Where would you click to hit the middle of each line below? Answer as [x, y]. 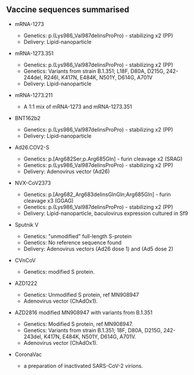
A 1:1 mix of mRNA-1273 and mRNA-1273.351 [77, 107]
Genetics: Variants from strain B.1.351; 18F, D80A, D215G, [93, 330]
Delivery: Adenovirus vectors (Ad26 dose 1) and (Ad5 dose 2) [98, 249]
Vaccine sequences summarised [68, 10]
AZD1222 [26, 283]
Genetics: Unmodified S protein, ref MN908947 [81, 294]
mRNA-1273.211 [34, 95]
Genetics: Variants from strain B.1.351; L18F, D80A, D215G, [94, 71]
